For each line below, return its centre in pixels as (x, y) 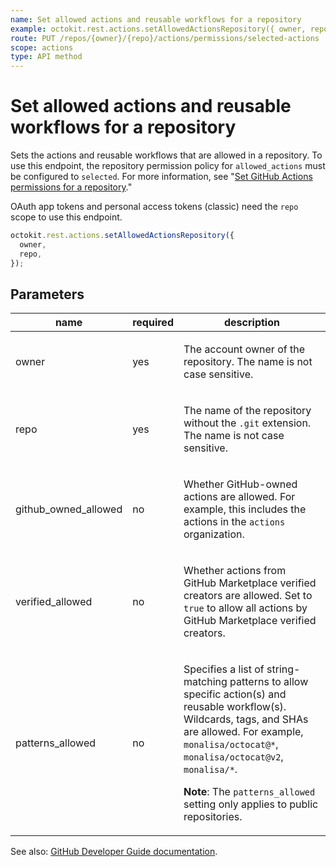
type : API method (46, 57)
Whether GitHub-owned (240, 484)
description (252, 323)
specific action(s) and (235, 694)
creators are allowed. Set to (248, 596)
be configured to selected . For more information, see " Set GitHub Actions (161, 177)
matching (205, 682)
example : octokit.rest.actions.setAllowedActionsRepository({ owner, (158, 29)
